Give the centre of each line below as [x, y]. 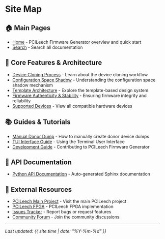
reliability [21, 101]
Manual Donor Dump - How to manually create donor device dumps [81, 136]
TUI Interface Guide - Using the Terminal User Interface [69, 142]
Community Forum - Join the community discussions [66, 217]
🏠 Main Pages [28, 28]
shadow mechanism [32, 85]
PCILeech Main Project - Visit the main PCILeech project [69, 201]
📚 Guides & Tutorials [38, 122]
